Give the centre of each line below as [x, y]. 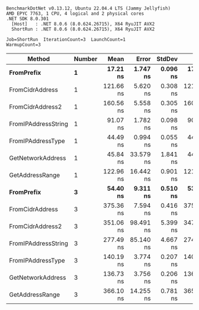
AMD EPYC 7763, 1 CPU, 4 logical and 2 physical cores [75, 14]
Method [39, 59]
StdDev [167, 59]
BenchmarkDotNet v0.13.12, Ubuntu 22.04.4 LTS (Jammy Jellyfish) [88, 8]
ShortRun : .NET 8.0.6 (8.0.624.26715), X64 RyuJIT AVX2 [83, 29]
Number [86, 59]
